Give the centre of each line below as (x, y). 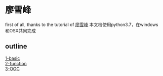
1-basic (13, 58)
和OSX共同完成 (20, 30)
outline (16, 46)
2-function (16, 63)
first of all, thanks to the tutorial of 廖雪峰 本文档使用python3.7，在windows (82, 25)
